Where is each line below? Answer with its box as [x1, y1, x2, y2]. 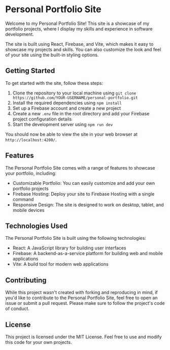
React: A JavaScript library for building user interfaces [12, 245, 126, 251]
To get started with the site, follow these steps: [5, 80, 103, 86]
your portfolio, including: [5, 170, 57, 176]
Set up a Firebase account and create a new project [12, 105, 121, 111]
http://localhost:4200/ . [5, 136, 57, 143]
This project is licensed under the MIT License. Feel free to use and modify [5, 334, 162, 340]
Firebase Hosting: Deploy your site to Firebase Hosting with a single [12, 190, 155, 197]
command [12, 196, 34, 202]
